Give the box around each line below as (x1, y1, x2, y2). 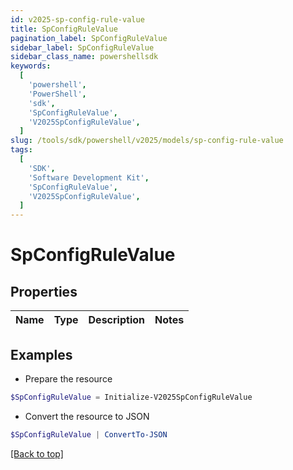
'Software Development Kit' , (28, 172, 150, 183)
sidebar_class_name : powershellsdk (10, 52, 159, 62)
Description (88, 313, 145, 327)
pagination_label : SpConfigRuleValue (10, 33, 168, 43)
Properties (10, 283, 78, 300)
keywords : (10, 61, 52, 71)
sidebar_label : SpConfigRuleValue (10, 42, 155, 53)
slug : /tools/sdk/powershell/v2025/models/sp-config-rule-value (10, 136, 284, 146)
